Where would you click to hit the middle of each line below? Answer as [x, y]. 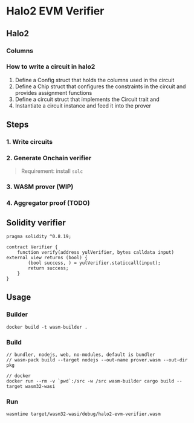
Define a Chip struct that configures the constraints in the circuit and [100, 86]
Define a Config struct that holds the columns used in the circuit [95, 80]
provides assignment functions [53, 92]
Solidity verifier [36, 223]
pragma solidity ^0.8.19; [39, 237]
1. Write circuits [30, 142]
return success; [48, 268]
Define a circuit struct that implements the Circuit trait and [87, 99]
